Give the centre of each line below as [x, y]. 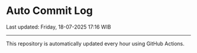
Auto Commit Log [50, 11]
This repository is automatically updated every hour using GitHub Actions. [95, 43]
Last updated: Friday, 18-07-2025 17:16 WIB [59, 27]
